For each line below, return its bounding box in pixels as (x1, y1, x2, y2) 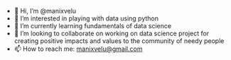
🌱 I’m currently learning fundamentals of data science (14, 22, 172, 30)
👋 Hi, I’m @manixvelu (14, 7, 77, 15)
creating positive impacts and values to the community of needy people (14, 37, 225, 45)
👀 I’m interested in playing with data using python (14, 14, 159, 23)
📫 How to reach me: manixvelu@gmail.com (14, 44, 143, 53)
